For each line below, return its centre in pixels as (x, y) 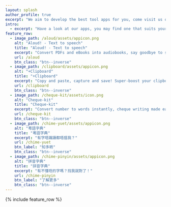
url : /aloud (27, 57)
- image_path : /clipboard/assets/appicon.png (59, 67)
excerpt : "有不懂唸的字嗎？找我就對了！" (53, 171)
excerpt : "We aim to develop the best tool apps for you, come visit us (84, 19)
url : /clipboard (32, 85)
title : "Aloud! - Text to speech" (51, 48)
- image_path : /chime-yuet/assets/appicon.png (60, 123)
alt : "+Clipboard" (34, 72)
